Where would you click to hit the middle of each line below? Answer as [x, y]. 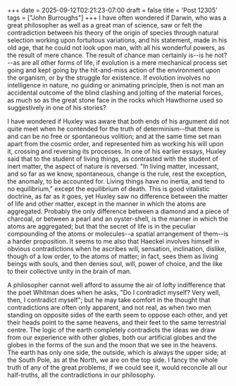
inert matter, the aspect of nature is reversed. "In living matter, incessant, [113, 166]
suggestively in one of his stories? [57, 108]
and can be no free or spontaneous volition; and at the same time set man [114, 136]
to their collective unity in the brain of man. [69, 271]
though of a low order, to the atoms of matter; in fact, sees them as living [113, 256]
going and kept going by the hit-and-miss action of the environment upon [114, 70]
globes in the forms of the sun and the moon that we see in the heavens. [112, 345]
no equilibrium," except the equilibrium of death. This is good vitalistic [108, 189]
